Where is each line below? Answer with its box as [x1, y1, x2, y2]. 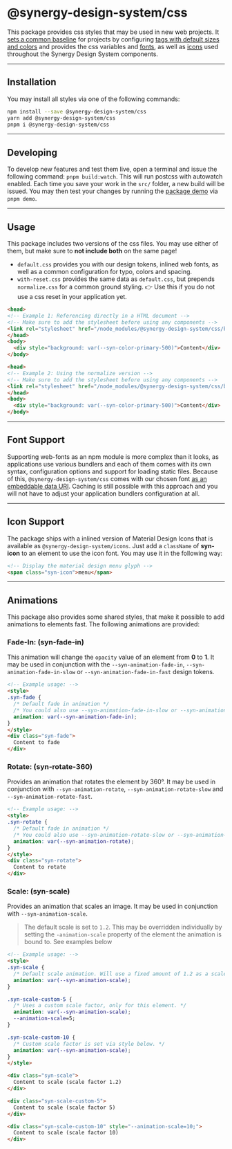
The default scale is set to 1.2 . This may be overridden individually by [23, 923, 222, 932]
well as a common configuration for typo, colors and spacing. [17, 268, 192, 275]
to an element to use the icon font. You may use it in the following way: [21, 549, 223, 557]
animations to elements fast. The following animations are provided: [7, 620, 200, 628]
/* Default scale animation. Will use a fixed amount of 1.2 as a [13, 970, 209, 977]
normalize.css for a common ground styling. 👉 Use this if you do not [17, 282, 215, 291]
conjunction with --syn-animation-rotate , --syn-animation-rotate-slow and [7, 785, 224, 793]
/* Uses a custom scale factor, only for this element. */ [13, 1002, 187, 1009]
